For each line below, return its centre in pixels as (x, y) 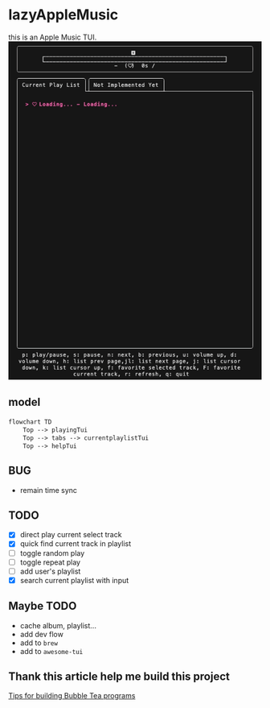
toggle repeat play (50, 562)
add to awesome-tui (51, 651)
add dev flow (42, 634)
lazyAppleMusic (63, 15)
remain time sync (49, 490)
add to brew (39, 643)
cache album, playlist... (58, 625)
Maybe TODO (43, 606)
